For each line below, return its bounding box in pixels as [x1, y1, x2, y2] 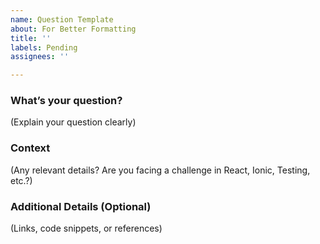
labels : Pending [10, 42, 78, 53]
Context [10, 141, 51, 155]
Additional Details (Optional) [10, 199, 152, 213]
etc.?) [10, 174, 33, 186]
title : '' [10, 33, 52, 43]
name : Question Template [10, 14, 114, 25]
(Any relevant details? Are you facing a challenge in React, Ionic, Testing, [10, 164, 311, 176]
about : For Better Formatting [10, 24, 137, 34]
